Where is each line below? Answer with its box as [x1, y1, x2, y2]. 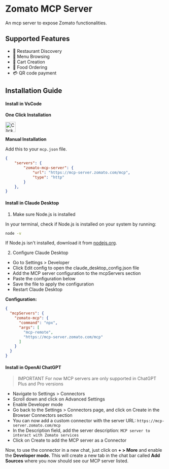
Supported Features [5, 34, 70, 43]
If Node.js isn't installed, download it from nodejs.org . [5, 240, 117, 246]
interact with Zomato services [12, 433, 79, 438]
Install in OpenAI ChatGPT [5, 364, 62, 370]
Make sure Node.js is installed [12, 211, 76, 217]
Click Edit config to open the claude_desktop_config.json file [12, 265, 140, 271]
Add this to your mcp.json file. [5, 146, 67, 152]
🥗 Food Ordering [12, 64, 48, 70]
